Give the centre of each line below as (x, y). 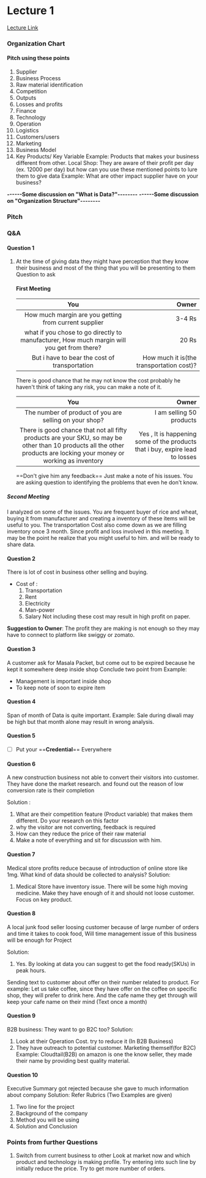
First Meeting (33, 288)
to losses (184, 457)
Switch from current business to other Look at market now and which (103, 1155)
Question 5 (21, 735)
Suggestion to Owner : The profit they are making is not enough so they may (103, 628)
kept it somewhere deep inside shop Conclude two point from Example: (97, 669)
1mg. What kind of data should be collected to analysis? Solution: (89, 875)
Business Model (36, 150)
